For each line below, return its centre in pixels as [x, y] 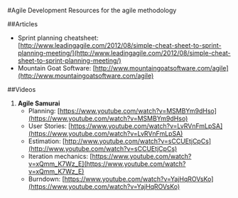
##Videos [22, 89]
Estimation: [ [47, 141]
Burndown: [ [47, 179]
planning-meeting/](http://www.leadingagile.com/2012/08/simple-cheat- [124, 53]
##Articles [22, 24]
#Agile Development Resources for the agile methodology [92, 10]
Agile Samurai [39, 103]
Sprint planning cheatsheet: [58, 38]
